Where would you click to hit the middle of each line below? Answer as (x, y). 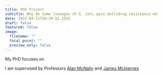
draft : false (18, 23)
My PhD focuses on (25, 59)
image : (12, 32)
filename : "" (23, 37)
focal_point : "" (26, 41)
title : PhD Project (25, 9)
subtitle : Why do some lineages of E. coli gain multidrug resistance (78, 14)
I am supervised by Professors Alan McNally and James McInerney (72, 68)
